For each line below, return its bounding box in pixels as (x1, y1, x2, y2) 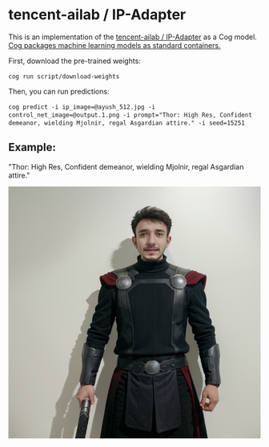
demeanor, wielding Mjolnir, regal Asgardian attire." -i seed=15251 (8, 118, 246, 127)
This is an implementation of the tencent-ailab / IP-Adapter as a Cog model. (8, 32, 258, 42)
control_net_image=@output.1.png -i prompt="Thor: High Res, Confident (8, 110, 252, 119)
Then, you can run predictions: (8, 86, 110, 96)
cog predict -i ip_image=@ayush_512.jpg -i (8, 102, 156, 111)
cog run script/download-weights (8, 72, 120, 81)
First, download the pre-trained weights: (8, 56, 142, 66)
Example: (8, 141, 56, 154)
